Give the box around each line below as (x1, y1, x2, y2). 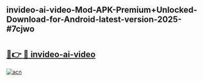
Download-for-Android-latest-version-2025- (6, 15, 182, 25)
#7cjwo (6, 24, 35, 34)
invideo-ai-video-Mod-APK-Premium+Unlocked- (6, 5, 197, 15)
